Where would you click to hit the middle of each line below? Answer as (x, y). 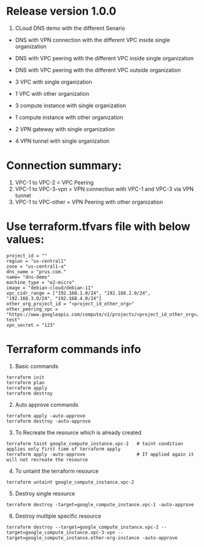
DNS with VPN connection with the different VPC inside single (92, 40)
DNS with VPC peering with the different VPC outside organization (98, 70)
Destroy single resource (45, 493)
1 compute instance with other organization (69, 117)
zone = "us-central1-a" (36, 266)
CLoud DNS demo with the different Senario (70, 28)
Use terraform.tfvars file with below (98, 227)
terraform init (25, 377)
